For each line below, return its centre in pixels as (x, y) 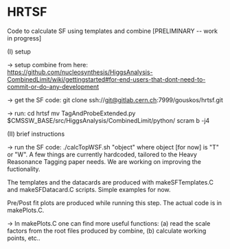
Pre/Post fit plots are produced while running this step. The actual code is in (114, 202)
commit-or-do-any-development (53, 86)
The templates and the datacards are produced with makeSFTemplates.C (111, 182)
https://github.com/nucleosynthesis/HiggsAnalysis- (80, 72)
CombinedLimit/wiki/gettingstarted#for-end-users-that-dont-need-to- (106, 79)
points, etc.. (24, 238)
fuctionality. (24, 169)
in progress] (24, 38)
